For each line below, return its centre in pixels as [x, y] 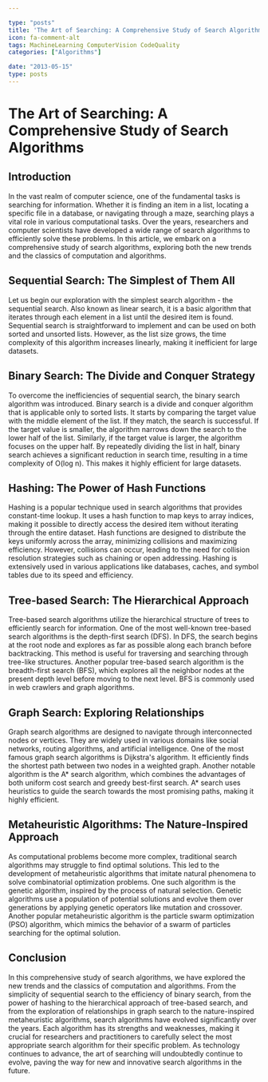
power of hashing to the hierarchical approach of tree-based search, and [128, 1002]
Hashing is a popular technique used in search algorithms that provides [125, 507]
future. [19, 1070]
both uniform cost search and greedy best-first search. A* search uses [124, 783]
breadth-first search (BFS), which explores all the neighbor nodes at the [126, 671]
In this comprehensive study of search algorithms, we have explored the [127, 977]
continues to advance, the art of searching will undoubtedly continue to [126, 1053]
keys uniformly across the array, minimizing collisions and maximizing [123, 541]
